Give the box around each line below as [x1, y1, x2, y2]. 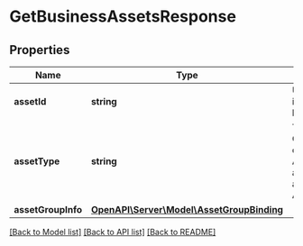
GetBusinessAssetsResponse [9, 6, 237, 27]
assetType [14, 155, 60, 168]
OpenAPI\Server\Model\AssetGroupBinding [90, 204, 284, 215]
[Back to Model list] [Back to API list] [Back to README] [9, 227, 216, 237]
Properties [9, 42, 70, 58]
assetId [14, 96, 47, 107]
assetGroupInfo [14, 204, 83, 215]
